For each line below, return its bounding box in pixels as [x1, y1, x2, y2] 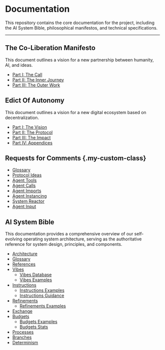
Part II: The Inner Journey [12, 77, 64, 83]
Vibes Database [19, 272, 52, 278]
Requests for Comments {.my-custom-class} [5, 154, 146, 162]
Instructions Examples [19, 288, 65, 293]
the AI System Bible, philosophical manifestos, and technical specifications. [5, 25, 158, 30]
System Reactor [12, 198, 45, 204]
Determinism [12, 340, 38, 346]
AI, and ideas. [5, 62, 33, 68]
